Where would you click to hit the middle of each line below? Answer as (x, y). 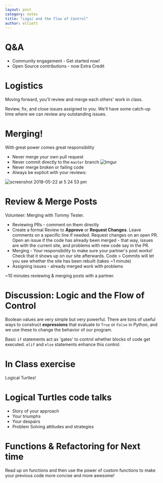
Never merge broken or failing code (48, 167)
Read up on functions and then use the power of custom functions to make (80, 470)
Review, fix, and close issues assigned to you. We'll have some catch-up (78, 109)
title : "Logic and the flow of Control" (47, 19)
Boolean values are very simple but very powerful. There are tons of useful (80, 319)
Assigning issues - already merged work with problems (68, 266)
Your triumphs (26, 416)
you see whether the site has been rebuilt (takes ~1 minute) (72, 261)
